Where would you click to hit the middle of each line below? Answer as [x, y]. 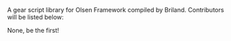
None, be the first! [33, 30]
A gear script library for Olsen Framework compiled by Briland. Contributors [116, 10]
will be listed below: [35, 17]
